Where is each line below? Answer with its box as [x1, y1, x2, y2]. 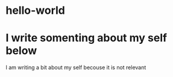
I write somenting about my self [5, 31, 167, 45]
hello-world [5, 4, 66, 17]
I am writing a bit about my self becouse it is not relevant [5, 64, 146, 71]
